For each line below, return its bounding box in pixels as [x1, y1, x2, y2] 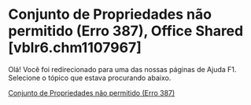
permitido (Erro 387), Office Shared [8, 22, 244, 40]
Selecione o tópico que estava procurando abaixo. [8, 73, 172, 82]
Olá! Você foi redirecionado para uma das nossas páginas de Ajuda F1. [8, 64, 237, 74]
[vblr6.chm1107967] [8, 39, 142, 56]
